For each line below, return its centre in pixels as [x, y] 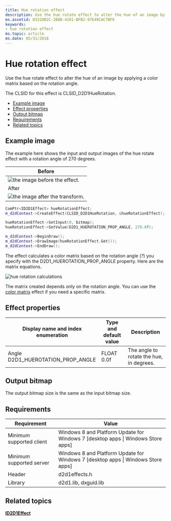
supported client [27, 442]
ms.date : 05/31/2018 [27, 39]
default [112, 335]
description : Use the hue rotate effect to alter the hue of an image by [85, 15]
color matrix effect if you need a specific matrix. [55, 292]
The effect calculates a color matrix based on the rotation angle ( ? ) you [80, 255]
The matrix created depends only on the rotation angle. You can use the [81, 286]
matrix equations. [24, 267]
